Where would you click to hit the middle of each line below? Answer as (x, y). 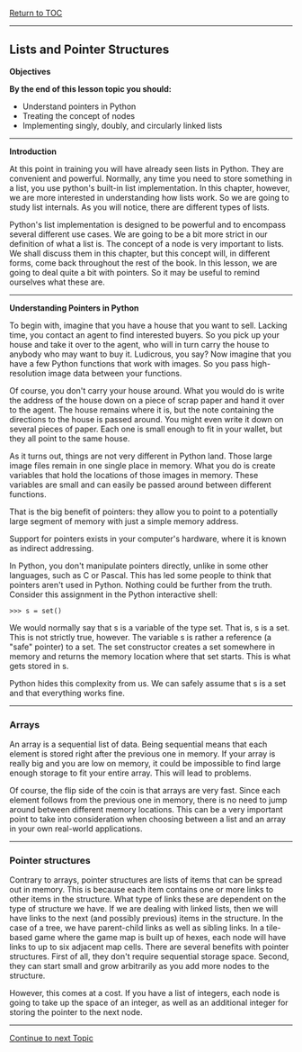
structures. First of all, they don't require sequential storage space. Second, (149, 957)
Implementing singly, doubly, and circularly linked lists (122, 125)
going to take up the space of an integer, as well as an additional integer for (149, 1002)
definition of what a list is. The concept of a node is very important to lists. (147, 243)
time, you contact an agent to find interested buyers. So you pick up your (145, 335)
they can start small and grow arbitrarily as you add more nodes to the (139, 966)
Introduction (33, 151)
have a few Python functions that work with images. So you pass (129, 363)
